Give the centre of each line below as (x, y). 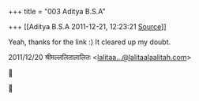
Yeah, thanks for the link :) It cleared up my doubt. (90, 42)
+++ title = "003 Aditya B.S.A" (57, 11)
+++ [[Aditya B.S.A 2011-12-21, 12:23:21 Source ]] (87, 26)
